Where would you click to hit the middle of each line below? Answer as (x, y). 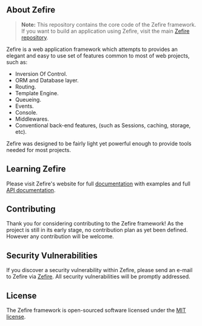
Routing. (25, 87)
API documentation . (31, 190)
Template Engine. (37, 93)
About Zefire (31, 10)
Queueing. (28, 99)
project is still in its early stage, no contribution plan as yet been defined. (97, 230)
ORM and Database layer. (47, 80)
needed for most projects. (39, 150)
